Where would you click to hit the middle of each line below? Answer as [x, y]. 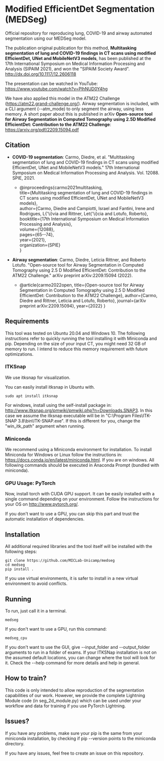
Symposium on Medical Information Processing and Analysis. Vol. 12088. [86, 173]
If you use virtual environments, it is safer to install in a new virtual [72, 578]
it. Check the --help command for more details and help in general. [72, 663]
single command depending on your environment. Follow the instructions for [82, 499]
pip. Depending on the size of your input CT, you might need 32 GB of [75, 343]
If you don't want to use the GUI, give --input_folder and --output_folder [78, 647]
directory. [15, 743]
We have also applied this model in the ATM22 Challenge [62, 98]
